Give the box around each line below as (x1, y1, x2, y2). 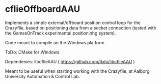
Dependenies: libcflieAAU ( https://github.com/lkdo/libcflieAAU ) (5, 58, 135, 64)
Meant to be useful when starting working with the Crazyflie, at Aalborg (5, 68, 150, 74)
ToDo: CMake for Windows (5, 49, 60, 55)
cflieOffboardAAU (5, 3, 80, 15)
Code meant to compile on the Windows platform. (5, 39, 106, 45)
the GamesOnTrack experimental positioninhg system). (5, 30, 116, 36)
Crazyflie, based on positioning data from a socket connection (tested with (5, 25, 156, 30)
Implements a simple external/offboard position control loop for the (5, 20, 141, 26)
